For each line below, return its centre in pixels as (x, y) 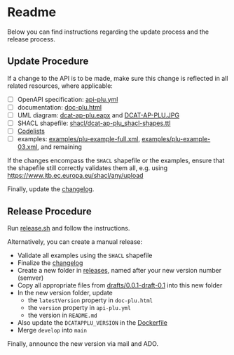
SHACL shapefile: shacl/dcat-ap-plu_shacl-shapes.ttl (94, 123)
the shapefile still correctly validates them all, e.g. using (88, 168)
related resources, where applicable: (60, 86)
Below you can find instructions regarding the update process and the (108, 32)
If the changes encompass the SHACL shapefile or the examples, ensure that (116, 161)
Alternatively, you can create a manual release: (75, 241)
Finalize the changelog (50, 263)
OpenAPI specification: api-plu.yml (68, 99)
